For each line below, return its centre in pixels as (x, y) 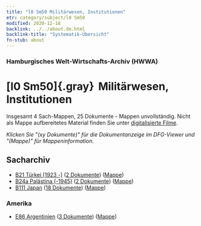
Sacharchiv (28, 160)
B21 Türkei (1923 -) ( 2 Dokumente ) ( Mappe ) (69, 174)
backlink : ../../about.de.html (46, 29)
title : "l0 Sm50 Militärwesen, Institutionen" (66, 12)
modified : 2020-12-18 (34, 23)
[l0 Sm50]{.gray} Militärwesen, (87, 87)
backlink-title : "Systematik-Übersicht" (58, 35)
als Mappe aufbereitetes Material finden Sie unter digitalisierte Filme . (92, 123)
